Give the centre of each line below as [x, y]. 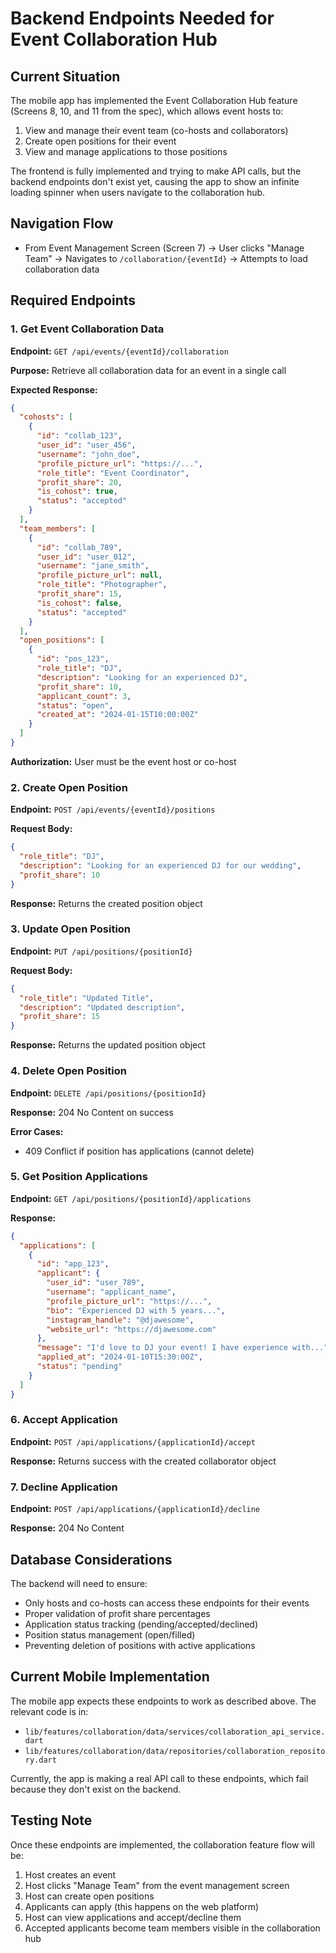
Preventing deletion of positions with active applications [140, 1645]
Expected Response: [54, 389]
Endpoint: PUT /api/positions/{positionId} [101, 951]
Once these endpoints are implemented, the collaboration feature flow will [162, 1844]
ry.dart [40, 1760]
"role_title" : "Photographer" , [102, 585]
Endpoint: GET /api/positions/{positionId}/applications [131, 1198]
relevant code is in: [49, 1711]
